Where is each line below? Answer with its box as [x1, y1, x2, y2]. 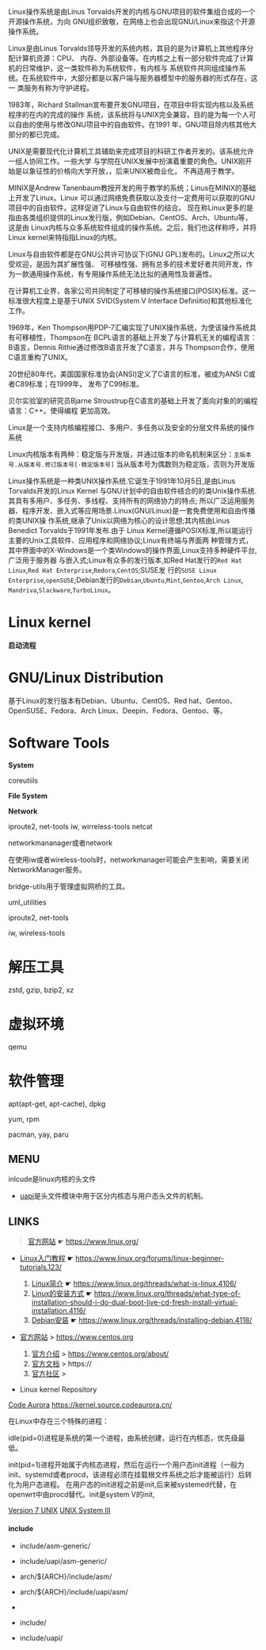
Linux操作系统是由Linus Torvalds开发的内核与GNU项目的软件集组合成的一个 [8, 7, 256, 16]
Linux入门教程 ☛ [19, 1254, 74, 1263]
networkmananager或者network [8, 838, 113, 848]
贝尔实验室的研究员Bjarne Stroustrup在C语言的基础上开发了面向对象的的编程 [8, 396, 258, 406]
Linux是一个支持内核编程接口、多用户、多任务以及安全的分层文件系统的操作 [8, 423, 255, 432]
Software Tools [8, 734, 110, 753]
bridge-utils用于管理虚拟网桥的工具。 [8, 882, 130, 891]
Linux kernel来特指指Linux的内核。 [8, 233, 121, 242]
